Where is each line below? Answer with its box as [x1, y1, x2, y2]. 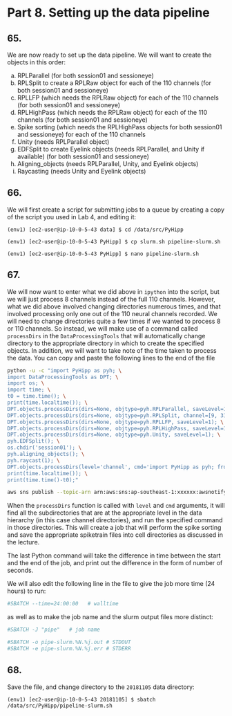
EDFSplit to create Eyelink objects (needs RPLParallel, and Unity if [17, 145, 205, 153]
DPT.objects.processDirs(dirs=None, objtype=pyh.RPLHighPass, [7, 425, 190, 432]
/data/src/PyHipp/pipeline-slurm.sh [7, 702, 113, 709]
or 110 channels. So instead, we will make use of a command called [7, 324, 198, 333]
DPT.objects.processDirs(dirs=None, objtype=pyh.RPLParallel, [7, 405, 190, 412]
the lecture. [7, 538, 40, 547]
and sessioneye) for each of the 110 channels [17, 130, 146, 138]
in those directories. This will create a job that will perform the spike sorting [7, 524, 222, 532]
